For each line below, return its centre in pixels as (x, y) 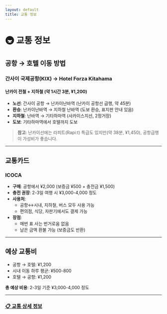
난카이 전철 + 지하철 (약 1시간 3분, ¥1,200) (46, 91)
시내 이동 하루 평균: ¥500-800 (42, 270)
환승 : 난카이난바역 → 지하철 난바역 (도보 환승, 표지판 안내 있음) (73, 110)
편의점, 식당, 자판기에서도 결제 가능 (54, 211)
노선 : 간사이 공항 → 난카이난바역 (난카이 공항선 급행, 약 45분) (72, 103)
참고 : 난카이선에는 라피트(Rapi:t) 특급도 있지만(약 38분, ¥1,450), (79, 132)
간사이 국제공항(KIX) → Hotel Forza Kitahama (59, 79)
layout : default (22, 10)
